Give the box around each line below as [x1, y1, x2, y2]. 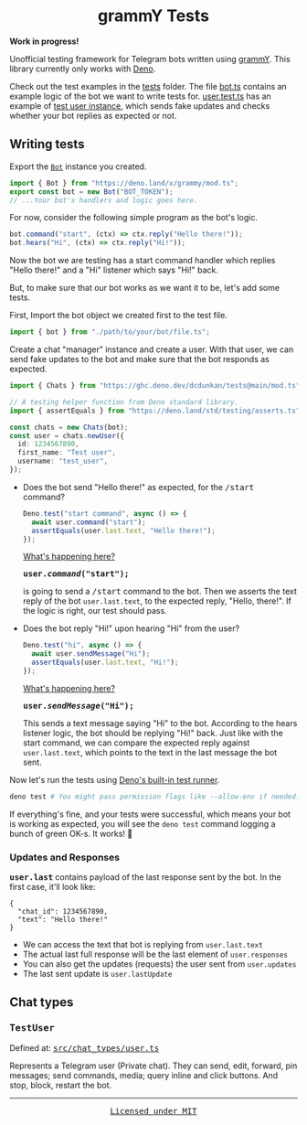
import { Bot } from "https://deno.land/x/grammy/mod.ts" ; [9, 178, 239, 187]
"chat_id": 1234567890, [17, 907, 108, 916]
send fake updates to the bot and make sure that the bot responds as [9, 354, 270, 364]
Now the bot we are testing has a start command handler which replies [9, 255, 276, 266]
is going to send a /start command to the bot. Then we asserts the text [22, 586, 297, 597]
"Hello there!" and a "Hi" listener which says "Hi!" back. [9, 264, 219, 275]
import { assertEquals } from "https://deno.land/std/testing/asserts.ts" [9, 406, 301, 415]
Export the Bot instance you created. [9, 161, 147, 172]
